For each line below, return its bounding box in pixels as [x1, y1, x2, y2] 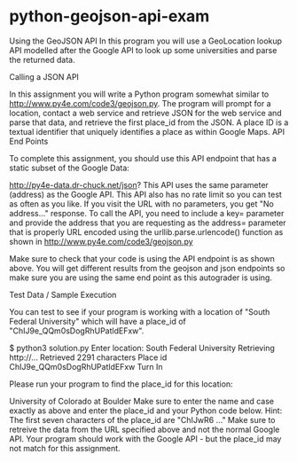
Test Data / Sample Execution [9, 289, 117, 300]
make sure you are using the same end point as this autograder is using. [9, 272, 273, 283]
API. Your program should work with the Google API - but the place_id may [9, 433, 282, 444]
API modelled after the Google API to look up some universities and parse [9, 44, 277, 55]
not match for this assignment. [9, 442, 121, 453]
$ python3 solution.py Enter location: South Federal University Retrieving [9, 342, 275, 353]
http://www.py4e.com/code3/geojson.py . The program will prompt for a [9, 98, 272, 108]
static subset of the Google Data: [9, 162, 130, 173]
